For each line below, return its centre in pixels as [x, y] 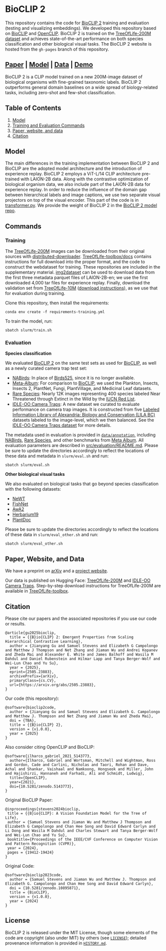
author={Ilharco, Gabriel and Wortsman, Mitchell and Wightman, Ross [83, 760]
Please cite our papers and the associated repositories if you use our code [81, 618]
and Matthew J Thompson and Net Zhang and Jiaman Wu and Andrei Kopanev [82, 650]
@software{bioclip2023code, [34, 875]
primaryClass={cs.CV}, [33, 680]
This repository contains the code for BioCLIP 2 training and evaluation [77, 23]
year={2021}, [23, 782]
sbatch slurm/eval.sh [27, 465]
